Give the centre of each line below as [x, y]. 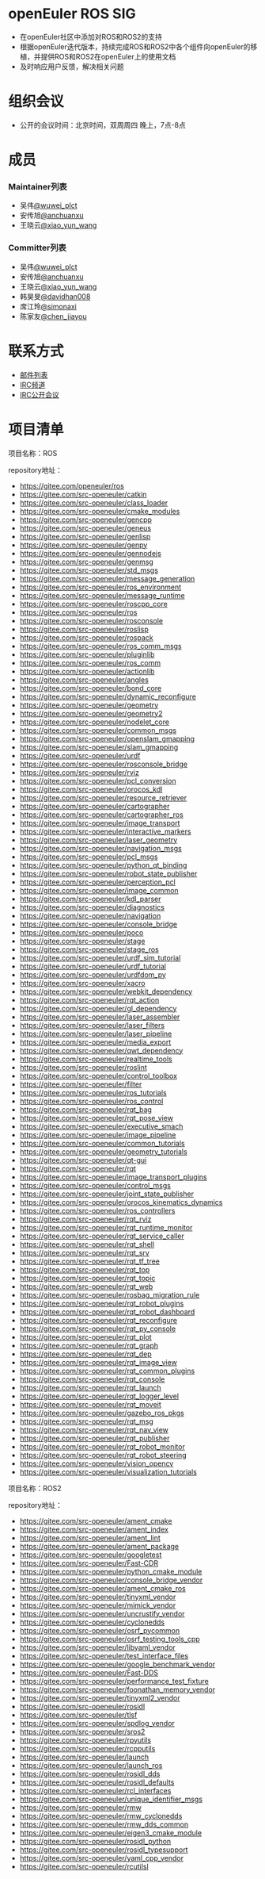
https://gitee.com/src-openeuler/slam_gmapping [99, 747]
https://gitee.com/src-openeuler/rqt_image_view [98, 1362]
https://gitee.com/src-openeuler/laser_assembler [100, 1017]
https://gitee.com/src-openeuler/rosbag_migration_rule [110, 1294]
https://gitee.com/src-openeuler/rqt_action [89, 999]
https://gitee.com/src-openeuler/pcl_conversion [98, 780]
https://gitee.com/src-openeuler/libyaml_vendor [97, 1647]
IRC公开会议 [39, 394]
